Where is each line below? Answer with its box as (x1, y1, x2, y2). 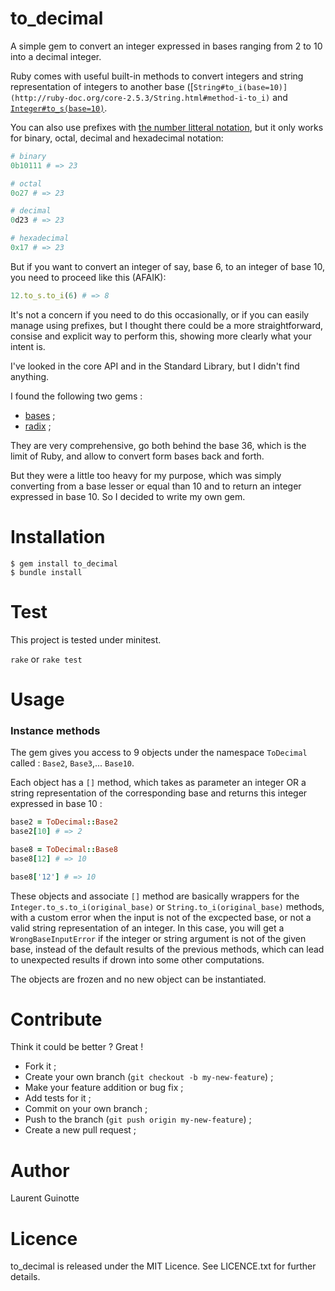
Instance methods (10, 723, 101, 737)
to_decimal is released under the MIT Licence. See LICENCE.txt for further (10, 1260, 317, 1272)
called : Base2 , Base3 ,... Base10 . (10, 757, 135, 769)
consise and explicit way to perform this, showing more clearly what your (10, 330, 312, 342)
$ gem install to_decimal (10, 558, 118, 569)
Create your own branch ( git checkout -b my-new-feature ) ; (24, 1071, 274, 1083)
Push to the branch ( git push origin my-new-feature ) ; (24, 1113, 252, 1126)
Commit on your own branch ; (24, 1103, 148, 1115)
